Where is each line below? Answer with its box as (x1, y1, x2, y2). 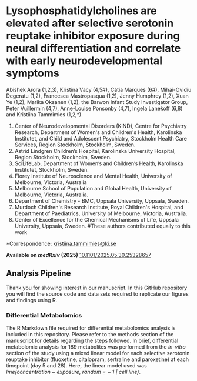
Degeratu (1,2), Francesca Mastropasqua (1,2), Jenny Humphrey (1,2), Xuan (6, 92, 189, 99)
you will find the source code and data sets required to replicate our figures (6, 290, 189, 298)
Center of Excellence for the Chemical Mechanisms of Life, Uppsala (14, 216, 179, 223)
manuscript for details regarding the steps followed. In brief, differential (6, 337, 179, 345)
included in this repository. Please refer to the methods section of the (6, 331, 174, 338)
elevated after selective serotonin (6, 16, 174, 30)
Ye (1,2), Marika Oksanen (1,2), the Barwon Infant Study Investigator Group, (6, 98, 188, 105)
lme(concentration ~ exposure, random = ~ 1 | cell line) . (6, 369, 141, 376)
